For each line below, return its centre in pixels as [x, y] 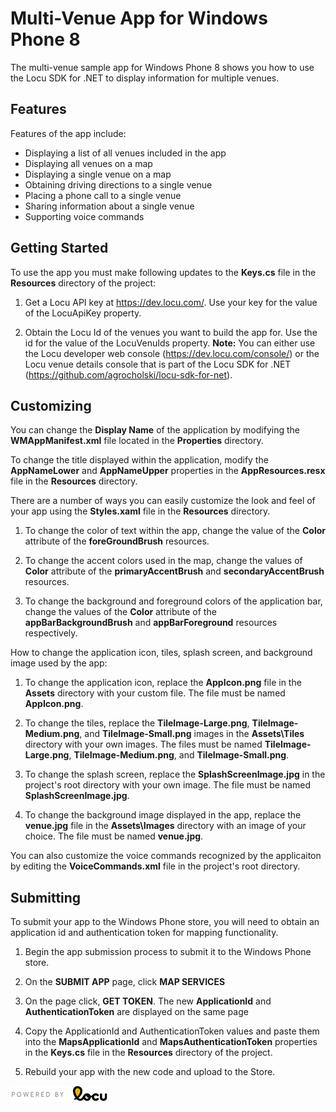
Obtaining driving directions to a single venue [118, 184]
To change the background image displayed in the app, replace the [163, 815]
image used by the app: [59, 663]
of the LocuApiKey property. [83, 313]
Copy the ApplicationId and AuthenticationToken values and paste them [172, 1031]
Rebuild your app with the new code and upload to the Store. [150, 1072]
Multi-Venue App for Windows [139, 18]
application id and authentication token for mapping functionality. [144, 933]
